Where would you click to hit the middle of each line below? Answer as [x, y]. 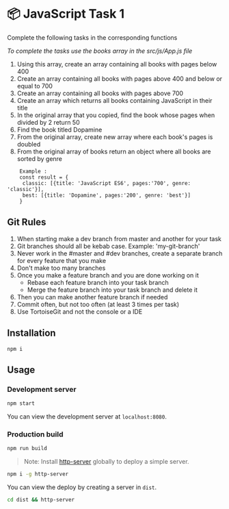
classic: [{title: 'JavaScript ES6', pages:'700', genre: [107, 183]
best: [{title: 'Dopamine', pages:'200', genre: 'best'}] [107, 195]
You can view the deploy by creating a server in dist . [82, 487]
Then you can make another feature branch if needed [92, 297]
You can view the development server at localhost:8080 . [87, 417]
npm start [21, 404]
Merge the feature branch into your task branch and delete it [112, 290]
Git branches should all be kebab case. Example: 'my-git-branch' [108, 246]
